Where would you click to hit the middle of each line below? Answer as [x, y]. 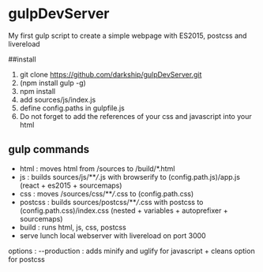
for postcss [26, 259]
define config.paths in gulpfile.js [72, 108]
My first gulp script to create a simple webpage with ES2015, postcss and [128, 35]
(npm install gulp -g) [53, 83]
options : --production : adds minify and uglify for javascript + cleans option [131, 251]
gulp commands [49, 149]
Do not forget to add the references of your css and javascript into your [135, 116]
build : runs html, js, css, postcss [73, 227]
